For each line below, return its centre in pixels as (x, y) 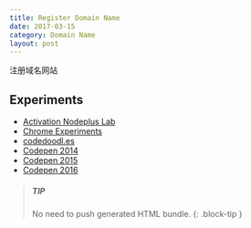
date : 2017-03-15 (42, 26)
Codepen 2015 (50, 161)
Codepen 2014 (51, 150)
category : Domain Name (52, 35)
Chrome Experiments (63, 131)
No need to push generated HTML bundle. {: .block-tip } (137, 214)
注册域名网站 (33, 70)
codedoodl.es (48, 141)
